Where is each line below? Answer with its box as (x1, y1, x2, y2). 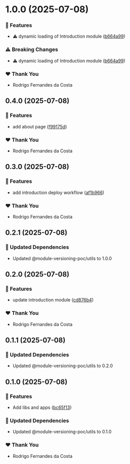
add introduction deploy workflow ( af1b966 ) (12, 189, 105, 196)
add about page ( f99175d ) (12, 123, 67, 129)
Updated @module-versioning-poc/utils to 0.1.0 (12, 429, 112, 435)
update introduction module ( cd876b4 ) (12, 297, 94, 303)
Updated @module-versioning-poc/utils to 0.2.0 (12, 363, 113, 369)
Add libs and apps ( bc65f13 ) (12, 404, 72, 411)
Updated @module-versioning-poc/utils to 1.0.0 (12, 255, 112, 261)
